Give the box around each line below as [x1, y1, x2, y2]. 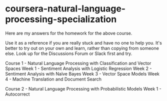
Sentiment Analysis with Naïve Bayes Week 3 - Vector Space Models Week [5, 70, 160, 76]
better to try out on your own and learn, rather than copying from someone [5, 45, 159, 51]
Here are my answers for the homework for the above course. [5, 30, 132, 36]
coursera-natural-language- [5, 3, 126, 14]
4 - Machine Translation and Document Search [5, 76, 101, 82]
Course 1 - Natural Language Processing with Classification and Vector [5, 60, 151, 66]
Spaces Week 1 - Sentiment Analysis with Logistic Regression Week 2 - [5, 65, 152, 71]
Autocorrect [5, 91, 30, 97]
